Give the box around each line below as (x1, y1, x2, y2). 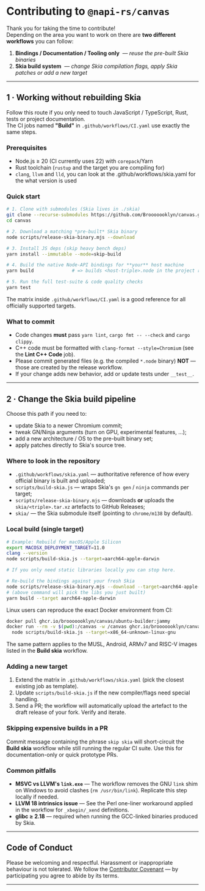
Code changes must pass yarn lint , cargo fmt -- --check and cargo (15, 331, 190, 339)
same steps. (6, 128, 37, 135)
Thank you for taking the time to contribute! (6, 24, 116, 32)
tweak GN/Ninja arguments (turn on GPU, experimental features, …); (15, 429, 187, 436)
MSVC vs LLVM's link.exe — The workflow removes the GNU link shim (15, 780, 198, 788)
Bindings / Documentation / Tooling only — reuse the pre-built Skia (15, 49, 189, 56)
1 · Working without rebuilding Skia (6, 92, 142, 103)
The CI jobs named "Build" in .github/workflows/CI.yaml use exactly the (6, 121, 190, 129)
